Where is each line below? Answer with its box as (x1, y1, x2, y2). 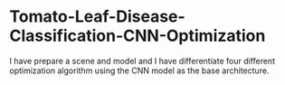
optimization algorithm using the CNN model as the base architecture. (9, 65, 270, 76)
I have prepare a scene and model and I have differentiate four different (9, 55, 276, 66)
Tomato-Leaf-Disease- (9, 6, 185, 27)
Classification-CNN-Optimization (9, 25, 266, 46)
